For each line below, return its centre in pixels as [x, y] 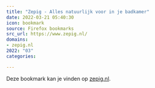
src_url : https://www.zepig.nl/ [47, 34]
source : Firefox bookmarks [40, 28]
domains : [17, 40]
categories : [21, 56]
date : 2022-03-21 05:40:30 [40, 17]
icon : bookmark [25, 23]
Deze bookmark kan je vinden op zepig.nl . [59, 78]
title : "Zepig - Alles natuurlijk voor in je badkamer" [78, 12]
